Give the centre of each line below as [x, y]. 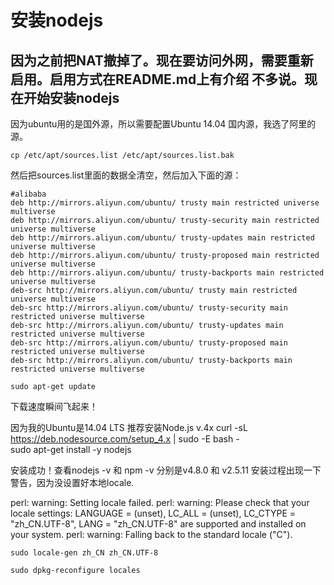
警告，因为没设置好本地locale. [72, 482]
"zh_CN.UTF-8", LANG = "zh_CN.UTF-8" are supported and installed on [158, 524]
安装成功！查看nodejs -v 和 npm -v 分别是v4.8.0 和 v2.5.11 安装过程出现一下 [166, 470]
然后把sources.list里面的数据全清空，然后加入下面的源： [126, 175]
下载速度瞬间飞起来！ [54, 406]
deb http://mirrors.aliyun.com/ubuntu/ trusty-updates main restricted [162, 238]
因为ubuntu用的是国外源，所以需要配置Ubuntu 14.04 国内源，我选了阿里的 [163, 124]
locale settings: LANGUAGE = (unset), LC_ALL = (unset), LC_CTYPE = [153, 513]
